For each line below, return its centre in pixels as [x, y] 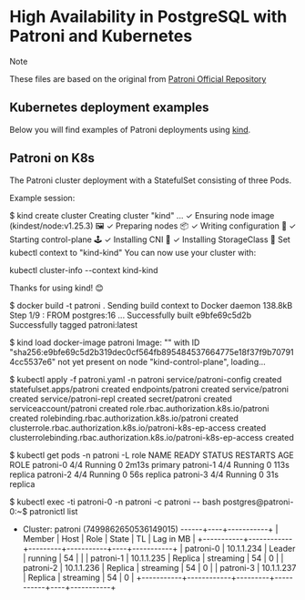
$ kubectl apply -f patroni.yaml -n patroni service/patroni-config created [146, 379]
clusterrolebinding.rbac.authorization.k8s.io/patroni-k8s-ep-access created [152, 437]
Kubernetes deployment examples [109, 108]
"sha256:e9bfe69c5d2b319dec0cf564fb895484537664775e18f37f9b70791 [152, 351]
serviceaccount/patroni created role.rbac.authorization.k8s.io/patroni [139, 408]
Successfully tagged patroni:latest [74, 324]
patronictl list [54, 511]
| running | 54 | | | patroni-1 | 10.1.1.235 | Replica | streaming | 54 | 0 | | [153, 558]
